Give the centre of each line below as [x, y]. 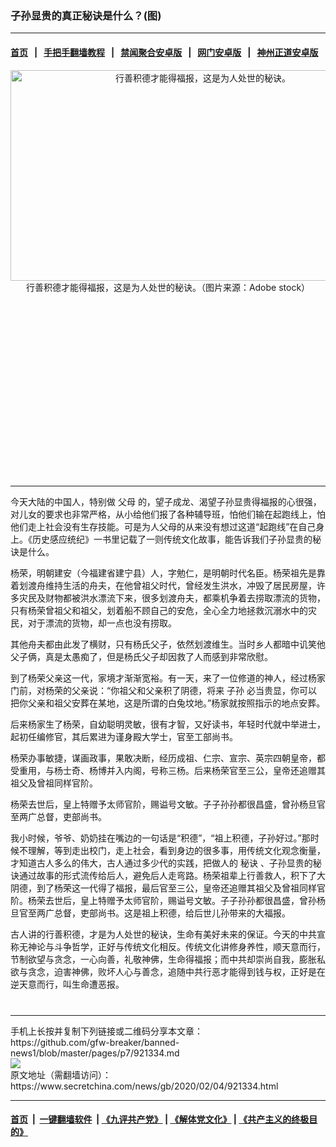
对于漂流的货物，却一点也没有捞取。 [102, 623]
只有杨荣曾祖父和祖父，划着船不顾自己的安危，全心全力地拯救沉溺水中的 [159, 610]
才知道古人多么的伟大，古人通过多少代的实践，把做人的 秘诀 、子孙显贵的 [161, 863]
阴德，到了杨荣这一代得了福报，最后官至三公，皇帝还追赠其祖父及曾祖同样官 [168, 888]
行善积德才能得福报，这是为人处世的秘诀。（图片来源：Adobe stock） [168, 287]
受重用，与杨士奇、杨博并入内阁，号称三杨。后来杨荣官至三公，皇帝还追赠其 [168, 770]
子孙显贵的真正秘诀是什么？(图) [86, 15]
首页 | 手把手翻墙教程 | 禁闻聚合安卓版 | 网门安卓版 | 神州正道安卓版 [164, 52]
